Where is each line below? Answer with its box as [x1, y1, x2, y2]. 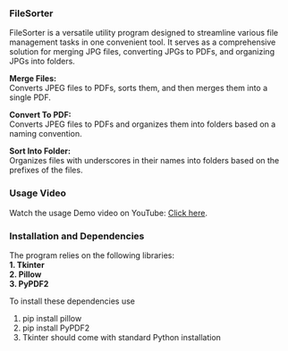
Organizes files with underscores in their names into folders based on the [9, 155, 280, 166]
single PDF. [9, 92, 51, 103]
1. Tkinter [9, 259, 45, 270]
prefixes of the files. [9, 164, 83, 176]
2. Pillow [9, 269, 42, 280]
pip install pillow [21, 313, 82, 323]
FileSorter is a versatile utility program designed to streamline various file [9, 28, 279, 38]
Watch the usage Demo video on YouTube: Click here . [9, 207, 208, 218]
